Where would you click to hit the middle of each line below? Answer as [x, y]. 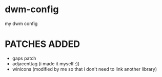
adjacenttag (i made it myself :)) [46, 63]
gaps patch [24, 58]
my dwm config [21, 23]
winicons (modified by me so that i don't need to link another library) [85, 69]
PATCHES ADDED [43, 44]
